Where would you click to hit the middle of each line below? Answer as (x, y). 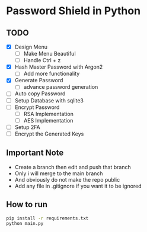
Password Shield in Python (73, 11)
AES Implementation (48, 120)
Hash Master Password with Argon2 (59, 67)
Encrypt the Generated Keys (49, 134)
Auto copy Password (40, 94)
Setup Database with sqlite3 (49, 100)
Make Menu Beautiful (49, 54)
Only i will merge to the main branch (59, 173)
